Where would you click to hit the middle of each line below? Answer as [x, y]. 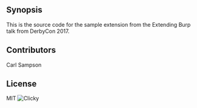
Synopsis [24, 10]
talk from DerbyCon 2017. [38, 31]
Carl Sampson [24, 65]
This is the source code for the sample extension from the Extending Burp [98, 24]
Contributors [31, 50]
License [22, 84]
